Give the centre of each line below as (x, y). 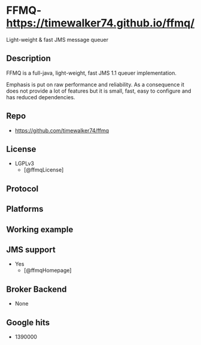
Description (28, 58)
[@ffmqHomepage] (48, 270)
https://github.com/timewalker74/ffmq (62, 130)
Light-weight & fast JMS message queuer (57, 39)
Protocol (22, 189)
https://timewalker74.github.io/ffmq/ (100, 23)
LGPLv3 (25, 164)
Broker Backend (36, 289)
